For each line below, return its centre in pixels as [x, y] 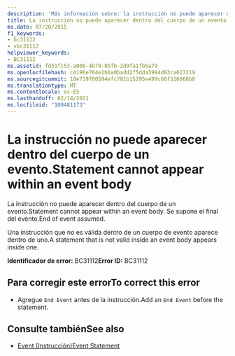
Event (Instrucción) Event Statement [69, 346]
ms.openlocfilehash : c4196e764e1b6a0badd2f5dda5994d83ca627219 [101, 72]
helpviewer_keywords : [39, 53]
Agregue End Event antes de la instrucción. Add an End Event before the [120, 299]
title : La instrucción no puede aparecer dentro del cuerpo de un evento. [119, 20]
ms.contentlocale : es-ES [43, 92]
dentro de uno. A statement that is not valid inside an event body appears [112, 240]
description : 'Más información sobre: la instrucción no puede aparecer [115, 14]
